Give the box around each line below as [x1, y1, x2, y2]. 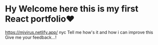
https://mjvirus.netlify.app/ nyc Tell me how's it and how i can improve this [5, 29, 154, 35]
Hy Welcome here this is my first [5, 3, 139, 14]
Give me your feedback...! [5, 34, 57, 40]
